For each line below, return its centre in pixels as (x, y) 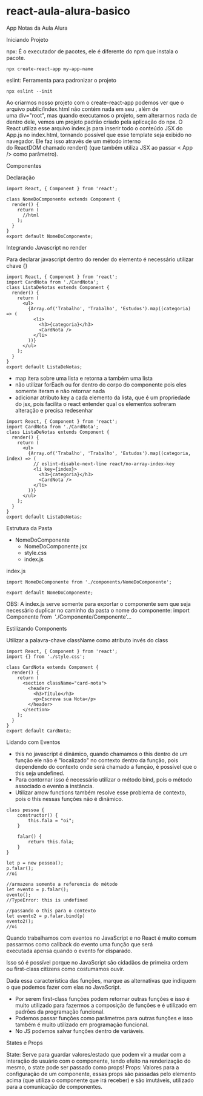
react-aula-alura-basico (68, 11)
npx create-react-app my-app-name (50, 69)
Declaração (21, 178)
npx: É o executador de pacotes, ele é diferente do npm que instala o (92, 51)
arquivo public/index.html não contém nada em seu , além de (82, 109)
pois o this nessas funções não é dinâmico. (69, 799)
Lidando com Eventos (33, 742)
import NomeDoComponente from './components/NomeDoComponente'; (89, 582)
